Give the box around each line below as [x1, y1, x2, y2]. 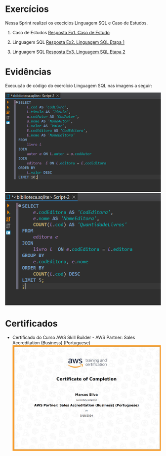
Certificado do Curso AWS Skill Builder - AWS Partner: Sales [12, 334, 135, 341]
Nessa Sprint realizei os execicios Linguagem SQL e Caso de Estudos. [5, 20, 148, 26]
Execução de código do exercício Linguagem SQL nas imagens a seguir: [5, 82, 152, 88]
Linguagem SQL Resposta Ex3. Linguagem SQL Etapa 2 [12, 49, 125, 55]
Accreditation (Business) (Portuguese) [12, 340, 90, 346]
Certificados [5, 318, 58, 329]
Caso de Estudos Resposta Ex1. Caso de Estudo [12, 29, 110, 35]
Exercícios [5, 3, 49, 15]
